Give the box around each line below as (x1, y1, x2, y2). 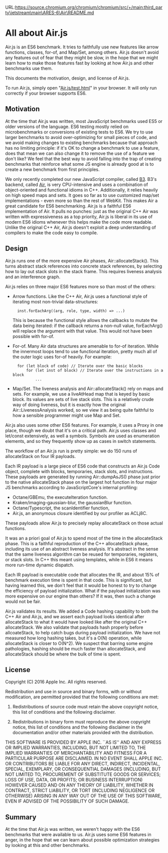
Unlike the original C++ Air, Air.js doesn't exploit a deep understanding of (5, 224, 156, 230)
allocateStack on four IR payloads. (5, 453, 76, 459)
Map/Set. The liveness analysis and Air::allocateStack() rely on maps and (12, 385, 164, 391)
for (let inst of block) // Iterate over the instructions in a (26, 368, 163, 373)
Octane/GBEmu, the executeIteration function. (12, 494, 108, 500)
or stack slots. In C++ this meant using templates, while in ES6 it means (5, 556, 153, 562)
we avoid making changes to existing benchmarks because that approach (5, 140, 158, 146)
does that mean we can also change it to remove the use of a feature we (5, 150, 155, 156)
